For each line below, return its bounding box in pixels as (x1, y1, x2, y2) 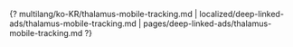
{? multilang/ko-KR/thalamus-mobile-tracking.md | (9, 9, 198, 19)
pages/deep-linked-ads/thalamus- (143, 18, 272, 29)
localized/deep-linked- (198, 9, 285, 19)
